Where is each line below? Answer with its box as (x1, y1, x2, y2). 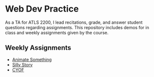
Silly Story (12, 62, 33, 67)
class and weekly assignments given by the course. (5, 30, 109, 35)
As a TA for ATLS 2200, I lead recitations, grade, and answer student (5, 19, 143, 25)
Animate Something (12, 57, 52, 62)
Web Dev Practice (5, 3, 79, 15)
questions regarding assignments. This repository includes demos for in (5, 24, 150, 30)
